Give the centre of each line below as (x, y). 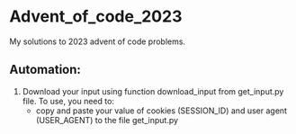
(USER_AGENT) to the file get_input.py (107, 120)
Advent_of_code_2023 (96, 17)
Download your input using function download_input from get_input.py (153, 91)
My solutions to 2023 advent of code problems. (98, 41)
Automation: (45, 70)
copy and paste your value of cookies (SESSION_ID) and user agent (161, 111)
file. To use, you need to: (68, 101)
